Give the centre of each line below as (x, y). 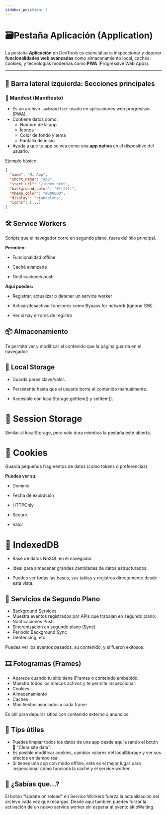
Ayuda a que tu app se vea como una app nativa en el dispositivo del (83, 146)
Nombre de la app (38, 125)
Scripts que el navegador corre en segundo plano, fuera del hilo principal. (81, 238)
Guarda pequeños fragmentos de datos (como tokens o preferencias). (77, 466)
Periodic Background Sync (40, 632)
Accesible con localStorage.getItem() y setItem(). (63, 399)
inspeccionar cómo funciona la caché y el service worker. (71, 768)
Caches (20, 699)
